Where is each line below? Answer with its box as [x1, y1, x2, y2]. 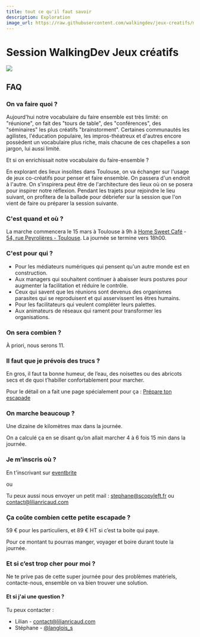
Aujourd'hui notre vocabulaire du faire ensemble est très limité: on [6, 114, 168, 120]
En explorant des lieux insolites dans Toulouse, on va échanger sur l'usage [6, 168, 189, 175]
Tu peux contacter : [6, 606, 54, 613]
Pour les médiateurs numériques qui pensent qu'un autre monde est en [14, 263, 190, 270]
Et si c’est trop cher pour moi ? [6, 560, 96, 567]
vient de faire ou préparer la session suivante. [6, 200, 118, 207]
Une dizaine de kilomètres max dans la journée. [6, 423, 123, 430]
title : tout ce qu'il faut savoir [6, 8, 92, 15]
